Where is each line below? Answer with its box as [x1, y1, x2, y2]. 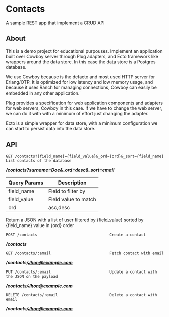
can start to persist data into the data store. [6, 125, 96, 131]
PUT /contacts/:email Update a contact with [6, 269, 157, 275]
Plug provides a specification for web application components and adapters [6, 100, 163, 106]
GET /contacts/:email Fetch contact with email [6, 251, 164, 256]
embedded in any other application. [6, 89, 80, 96]
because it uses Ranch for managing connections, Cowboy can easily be [6, 84, 157, 90]
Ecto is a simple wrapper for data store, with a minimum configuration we [6, 120, 158, 126]
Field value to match [48, 196, 96, 203]
